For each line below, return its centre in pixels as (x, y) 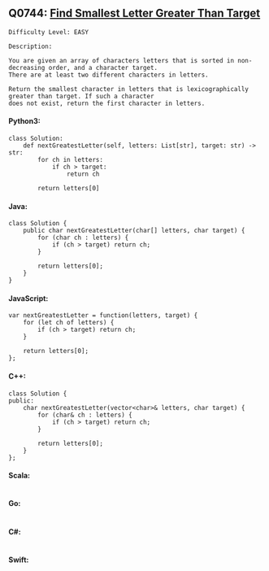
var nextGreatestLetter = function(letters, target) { (103, 316)
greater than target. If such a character (81, 96)
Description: (30, 46)
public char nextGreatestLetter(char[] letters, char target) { (134, 231)
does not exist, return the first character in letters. (107, 103)
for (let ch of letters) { (69, 323)
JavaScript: (28, 298)
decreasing (27, 68)
